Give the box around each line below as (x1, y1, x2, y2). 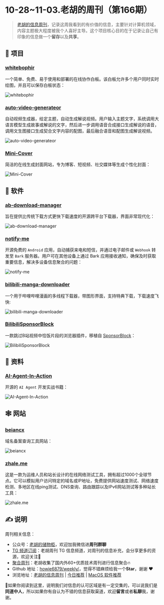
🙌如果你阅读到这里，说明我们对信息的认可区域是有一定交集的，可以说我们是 (5, 583, 158, 588)
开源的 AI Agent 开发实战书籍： (5, 384, 68, 390)
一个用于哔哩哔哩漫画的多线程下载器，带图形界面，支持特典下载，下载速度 (5, 293, 155, 299)
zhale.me (5, 460, 28, 467)
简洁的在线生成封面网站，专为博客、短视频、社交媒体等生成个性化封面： (5, 161, 150, 167)
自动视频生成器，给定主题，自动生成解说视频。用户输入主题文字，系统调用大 (5, 116, 159, 121)
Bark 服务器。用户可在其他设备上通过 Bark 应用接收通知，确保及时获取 (14, 253, 156, 259)
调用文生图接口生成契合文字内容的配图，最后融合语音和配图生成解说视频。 (5, 128, 155, 134)
